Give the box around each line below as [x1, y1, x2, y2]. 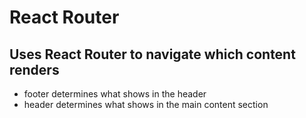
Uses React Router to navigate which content [9, 46, 296, 63]
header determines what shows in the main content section [23, 99, 269, 110]
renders [9, 61, 60, 78]
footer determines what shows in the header [23, 88, 207, 100]
